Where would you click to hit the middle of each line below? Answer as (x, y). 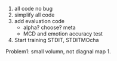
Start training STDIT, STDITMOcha (56, 40)
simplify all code (34, 15)
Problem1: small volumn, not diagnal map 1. (58, 52)
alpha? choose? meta (49, 27)
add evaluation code (39, 21)
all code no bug (33, 9)
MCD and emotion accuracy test (63, 34)
